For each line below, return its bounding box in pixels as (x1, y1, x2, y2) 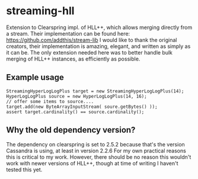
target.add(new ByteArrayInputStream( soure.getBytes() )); (6, 104, 158, 110)
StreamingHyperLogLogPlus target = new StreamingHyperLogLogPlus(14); (6, 88, 184, 94)
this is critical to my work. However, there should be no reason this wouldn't (6, 153, 191, 161)
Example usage (6, 72, 64, 82)
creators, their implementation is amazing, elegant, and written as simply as (6, 43, 191, 50)
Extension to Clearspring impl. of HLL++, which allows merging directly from (6, 24, 193, 31)
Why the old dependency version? (6, 125, 136, 135)
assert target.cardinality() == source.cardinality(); (6, 108, 145, 115)
